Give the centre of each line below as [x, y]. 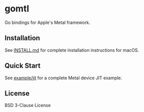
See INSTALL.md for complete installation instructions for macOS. [72, 50]
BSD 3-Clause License [28, 106]
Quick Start [23, 66]
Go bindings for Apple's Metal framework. [47, 22]
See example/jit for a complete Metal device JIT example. [63, 78]
